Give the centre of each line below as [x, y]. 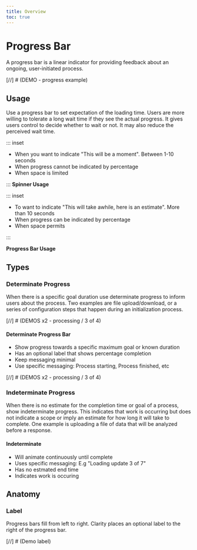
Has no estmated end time [46, 469]
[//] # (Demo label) [29, 541]
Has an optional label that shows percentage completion [83, 354]
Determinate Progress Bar [39, 334]
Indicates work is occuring [47, 476]
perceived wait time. [31, 131]
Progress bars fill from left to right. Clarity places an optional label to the [94, 524]
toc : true [18, 17]
